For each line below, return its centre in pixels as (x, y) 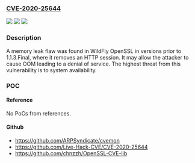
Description (24, 38)
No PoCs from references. (39, 113)
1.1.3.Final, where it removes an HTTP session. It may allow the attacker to (97, 57)
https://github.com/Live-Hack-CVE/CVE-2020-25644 (81, 147)
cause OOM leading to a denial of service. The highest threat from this (94, 64)
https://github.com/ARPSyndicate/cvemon (67, 140)
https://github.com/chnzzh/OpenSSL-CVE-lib (71, 153)
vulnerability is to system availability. (52, 70)
